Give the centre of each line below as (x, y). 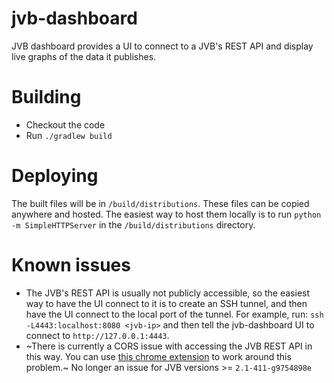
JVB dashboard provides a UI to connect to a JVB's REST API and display (162, 46)
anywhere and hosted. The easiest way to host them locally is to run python (166, 214)
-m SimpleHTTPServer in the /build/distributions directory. (133, 224)
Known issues (71, 265)
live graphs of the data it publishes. (84, 56)
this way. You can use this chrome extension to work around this (158, 356)
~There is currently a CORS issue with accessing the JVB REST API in (169, 346)
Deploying (55, 176)
